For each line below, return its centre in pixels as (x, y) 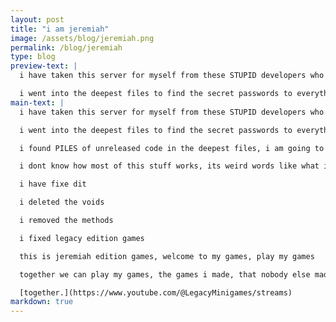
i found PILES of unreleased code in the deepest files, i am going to (172, 148)
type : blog (33, 57)
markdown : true (42, 302)
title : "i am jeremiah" (60, 29)
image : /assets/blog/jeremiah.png (82, 38)
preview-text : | (44, 66)
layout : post (37, 19)
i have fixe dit (53, 184)
